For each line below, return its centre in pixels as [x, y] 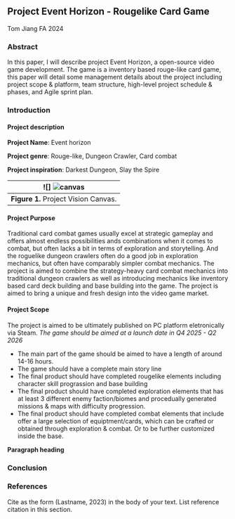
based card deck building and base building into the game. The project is [113, 286]
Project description [36, 127]
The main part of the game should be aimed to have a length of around [120, 354]
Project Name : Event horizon [49, 143]
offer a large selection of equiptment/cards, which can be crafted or [115, 421]
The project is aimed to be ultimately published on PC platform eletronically [116, 325]
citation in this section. [40, 509]
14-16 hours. [35, 361]
